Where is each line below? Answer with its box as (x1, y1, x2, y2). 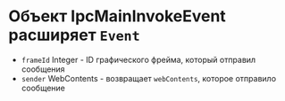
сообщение (21, 82, 66, 93)
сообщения (21, 64, 65, 74)
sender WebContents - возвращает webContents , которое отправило (21, 73, 277, 83)
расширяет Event (8, 25, 140, 45)
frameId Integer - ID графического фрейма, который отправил (21, 54, 256, 65)
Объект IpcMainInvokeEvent (8, 6, 227, 27)
